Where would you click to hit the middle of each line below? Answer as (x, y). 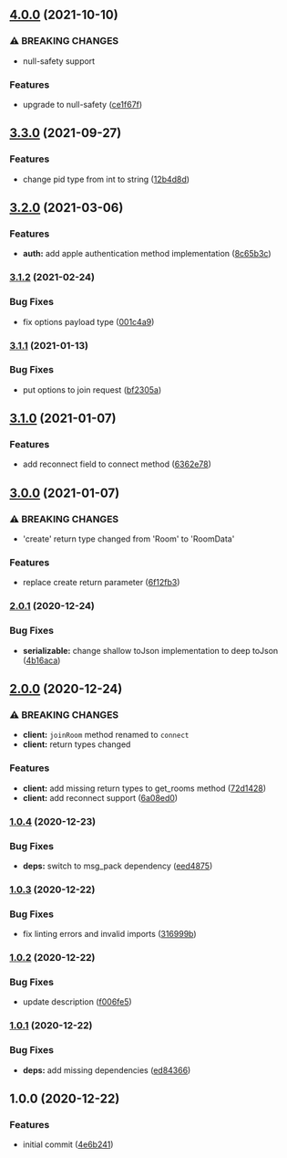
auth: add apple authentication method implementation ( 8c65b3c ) (147, 254)
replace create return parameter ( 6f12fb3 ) (101, 583)
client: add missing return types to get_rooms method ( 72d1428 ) (144, 788)
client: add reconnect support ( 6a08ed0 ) (100, 797)
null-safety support (59, 61)
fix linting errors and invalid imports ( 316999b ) (110, 934)
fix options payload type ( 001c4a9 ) (88, 321)
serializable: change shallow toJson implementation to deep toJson (150, 650)
